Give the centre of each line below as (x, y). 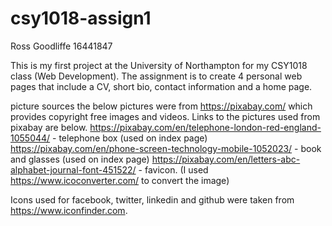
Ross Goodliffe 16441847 (61, 46)
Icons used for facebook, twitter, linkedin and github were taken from (152, 199)
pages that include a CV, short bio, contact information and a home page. (161, 86)
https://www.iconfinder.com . (69, 210)
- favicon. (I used (173, 169)
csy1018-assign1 (81, 18)
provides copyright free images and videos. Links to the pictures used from (165, 116)
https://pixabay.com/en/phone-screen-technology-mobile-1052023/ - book (166, 148)
